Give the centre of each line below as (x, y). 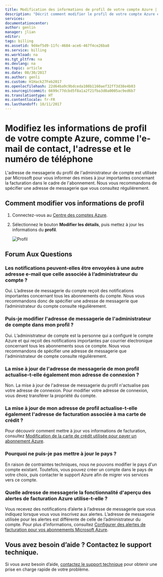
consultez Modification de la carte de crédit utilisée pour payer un (71, 436)
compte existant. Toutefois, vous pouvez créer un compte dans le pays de (79, 469)
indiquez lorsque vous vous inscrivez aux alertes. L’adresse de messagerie (80, 514)
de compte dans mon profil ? (39, 325)
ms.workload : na (21, 55)
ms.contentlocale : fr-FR (30, 100)
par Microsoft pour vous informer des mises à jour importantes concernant (80, 178)
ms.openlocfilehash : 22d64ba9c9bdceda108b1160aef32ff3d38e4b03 (70, 86)
